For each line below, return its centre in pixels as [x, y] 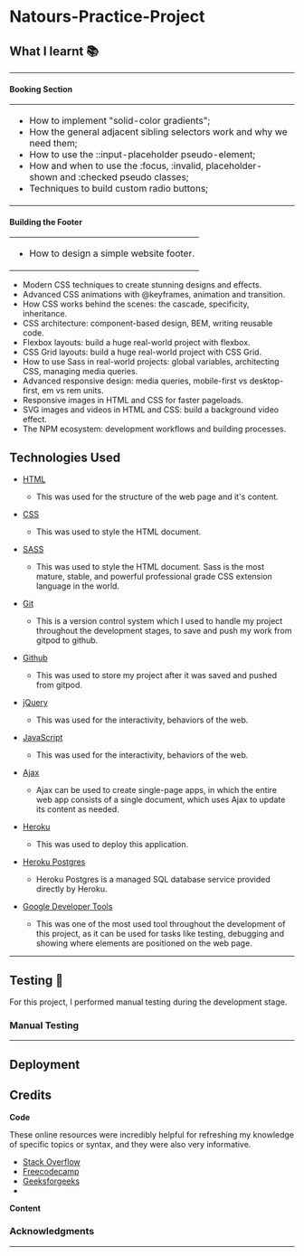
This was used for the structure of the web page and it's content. [157, 497]
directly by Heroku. [71, 889]
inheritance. [45, 314]
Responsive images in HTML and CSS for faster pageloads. [133, 401]
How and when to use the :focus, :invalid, [116, 166]
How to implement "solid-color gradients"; [120, 121]
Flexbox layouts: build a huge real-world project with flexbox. [136, 343]
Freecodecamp [51, 1171]
